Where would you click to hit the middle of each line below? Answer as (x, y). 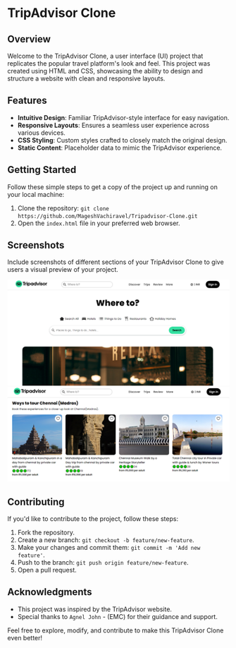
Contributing (36, 502)
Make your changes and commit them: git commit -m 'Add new (109, 547)
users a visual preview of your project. (63, 270)
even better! (25, 637)
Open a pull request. (47, 570)
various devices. (41, 133)
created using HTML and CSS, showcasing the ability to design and (105, 71)
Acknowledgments (50, 592)
